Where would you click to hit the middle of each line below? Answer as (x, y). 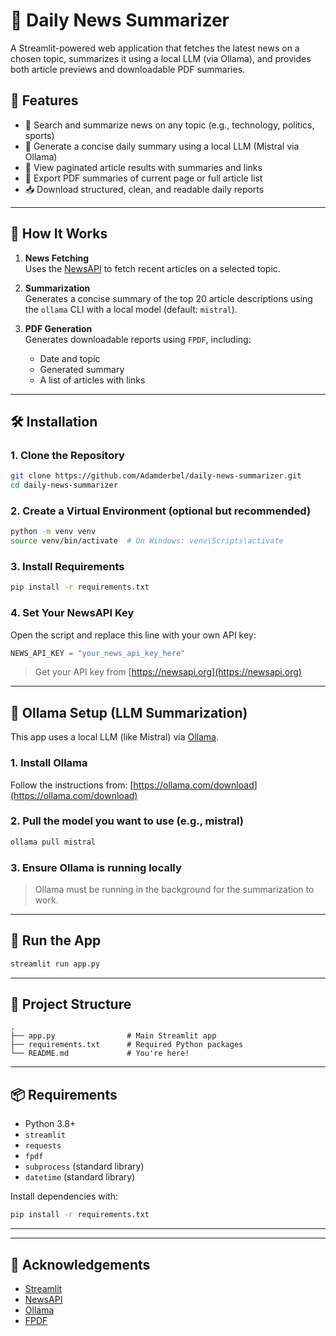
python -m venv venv (53, 532)
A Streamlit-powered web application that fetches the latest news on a (155, 48)
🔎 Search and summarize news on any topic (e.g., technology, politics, (169, 125)
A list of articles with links (92, 380)
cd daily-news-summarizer (64, 485)
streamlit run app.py (55, 964)
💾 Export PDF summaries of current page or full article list (143, 178)
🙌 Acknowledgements (80, 1264)
